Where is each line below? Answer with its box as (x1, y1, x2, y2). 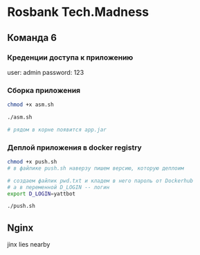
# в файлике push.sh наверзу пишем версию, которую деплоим (7, 164, 185, 172)
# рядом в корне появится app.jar (7, 126, 107, 133)
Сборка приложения (7, 85, 81, 95)
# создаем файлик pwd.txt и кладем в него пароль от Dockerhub (7, 177, 194, 184)
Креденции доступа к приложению (7, 53, 134, 62)
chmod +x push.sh (7, 159, 57, 166)
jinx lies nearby (7, 240, 51, 249)
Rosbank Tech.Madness (7, 4, 149, 20)
